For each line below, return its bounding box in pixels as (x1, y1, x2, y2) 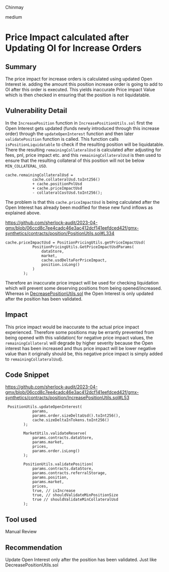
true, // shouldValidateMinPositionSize (32, 493, 119, 498)
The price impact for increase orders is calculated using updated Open (5, 76, 152, 82)
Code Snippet (5, 371, 49, 379)
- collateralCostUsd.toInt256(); (32, 190, 102, 195)
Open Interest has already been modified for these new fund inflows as (5, 204, 153, 210)
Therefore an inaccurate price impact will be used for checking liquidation (5, 279, 159, 285)
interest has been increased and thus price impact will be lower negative (5, 345, 156, 351)
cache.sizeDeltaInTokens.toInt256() (32, 418, 109, 423)
